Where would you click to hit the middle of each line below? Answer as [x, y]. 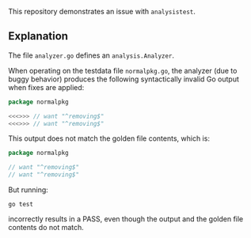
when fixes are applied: [46, 87]
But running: [29, 190]
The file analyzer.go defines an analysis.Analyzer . [91, 55]
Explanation [38, 36]
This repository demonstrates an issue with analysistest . [102, 11]
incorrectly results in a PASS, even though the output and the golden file [126, 219]
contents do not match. [46, 228]
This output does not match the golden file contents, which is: [109, 138]
